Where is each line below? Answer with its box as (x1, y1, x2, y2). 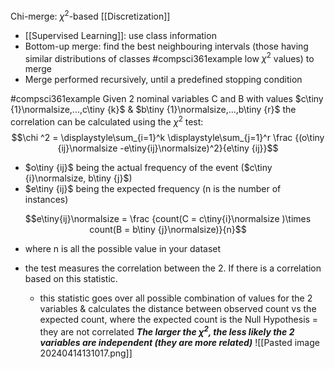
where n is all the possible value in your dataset (24, 242, 222, 254)
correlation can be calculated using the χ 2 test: (10, 114, 204, 128)
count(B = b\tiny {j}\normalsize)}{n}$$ (89, 223, 247, 235)
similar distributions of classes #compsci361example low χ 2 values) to (24, 50, 315, 64)
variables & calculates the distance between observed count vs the (39, 302, 317, 314)
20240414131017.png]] (39, 347, 133, 359)
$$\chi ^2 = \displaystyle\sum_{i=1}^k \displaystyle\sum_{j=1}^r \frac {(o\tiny (11, 131, 325, 143)
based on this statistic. (24, 272, 118, 284)
